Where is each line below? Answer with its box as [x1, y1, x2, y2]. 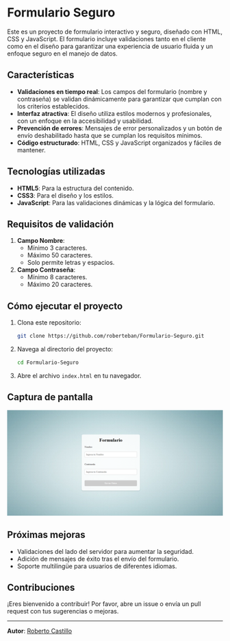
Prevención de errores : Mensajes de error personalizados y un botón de [16, 124, 222, 132]
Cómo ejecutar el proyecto [7, 300, 123, 312]
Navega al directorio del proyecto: [16, 345, 113, 353]
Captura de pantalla [7, 391, 94, 403]
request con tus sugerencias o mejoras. [7, 607, 119, 616]
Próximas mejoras [7, 529, 86, 541]
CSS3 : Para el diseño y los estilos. [16, 191, 114, 200]
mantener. [16, 145, 46, 154]
